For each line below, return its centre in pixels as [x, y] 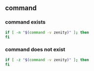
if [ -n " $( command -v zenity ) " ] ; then [47, 32]
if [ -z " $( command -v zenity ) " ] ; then [47, 60]
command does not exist [35, 50]
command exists [25, 22]
